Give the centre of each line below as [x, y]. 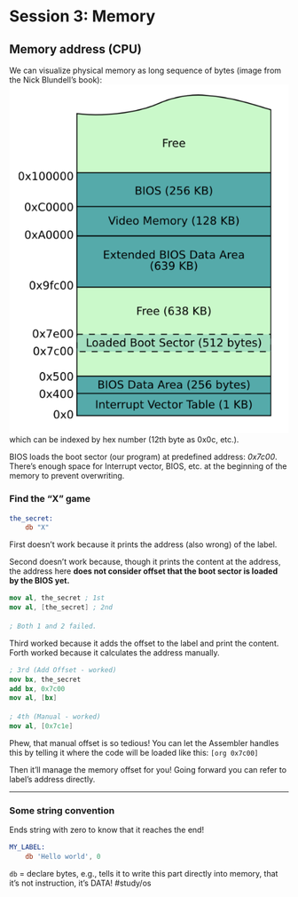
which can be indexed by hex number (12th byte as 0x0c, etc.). [124, 440]
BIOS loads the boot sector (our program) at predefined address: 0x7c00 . [143, 457]
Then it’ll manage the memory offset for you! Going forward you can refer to [148, 769]
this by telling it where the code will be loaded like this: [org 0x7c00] [134, 752]
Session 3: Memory [82, 16]
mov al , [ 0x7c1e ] [41, 726]
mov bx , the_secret [45, 679]
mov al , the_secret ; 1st [57, 598]
